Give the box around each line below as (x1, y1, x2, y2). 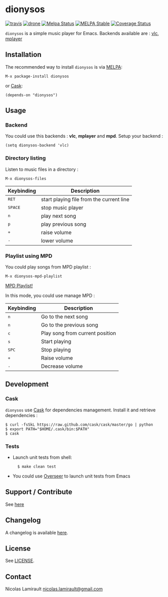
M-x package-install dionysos (5, 74, 70, 79)
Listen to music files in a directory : (5, 166, 79, 172)
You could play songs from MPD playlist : (5, 264, 91, 270)
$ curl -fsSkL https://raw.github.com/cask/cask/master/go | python (5, 422, 153, 427)
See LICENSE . (5, 558, 35, 564)
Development (5, 380, 49, 389)
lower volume (41, 237, 74, 244)
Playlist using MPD (5, 252, 52, 259)
